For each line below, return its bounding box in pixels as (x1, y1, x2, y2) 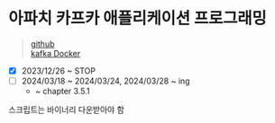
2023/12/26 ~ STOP (21, 65, 96, 76)
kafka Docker (30, 48, 81, 58)
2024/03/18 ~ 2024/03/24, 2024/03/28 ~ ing (21, 75, 190, 86)
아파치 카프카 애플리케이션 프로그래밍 (8, 8, 267, 29)
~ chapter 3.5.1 (34, 86, 90, 97)
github (30, 38, 55, 49)
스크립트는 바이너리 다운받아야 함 (8, 104, 125, 115)
